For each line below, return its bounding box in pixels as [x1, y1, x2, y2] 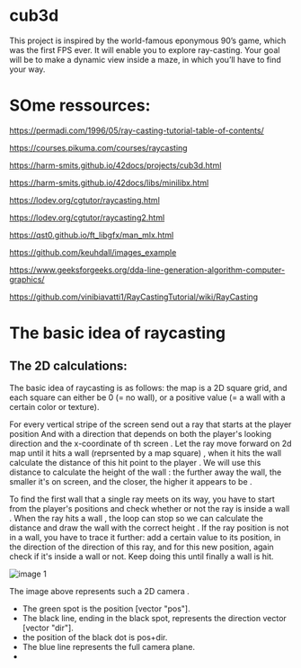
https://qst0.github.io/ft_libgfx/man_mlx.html [9, 229, 174, 240]
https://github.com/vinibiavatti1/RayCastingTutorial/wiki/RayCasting [9, 291, 259, 302]
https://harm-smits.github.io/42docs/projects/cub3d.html [9, 159, 222, 171]
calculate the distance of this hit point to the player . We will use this [9, 457, 261, 468]
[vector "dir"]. [22, 622, 74, 633]
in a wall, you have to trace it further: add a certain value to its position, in [9, 531, 281, 542]
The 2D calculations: [9, 359, 128, 374]
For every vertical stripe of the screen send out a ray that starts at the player [9, 419, 292, 430]
